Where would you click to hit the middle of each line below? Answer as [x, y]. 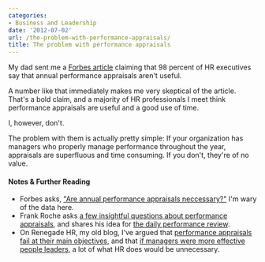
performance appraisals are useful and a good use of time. [104, 108]
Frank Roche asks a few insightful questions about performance [123, 216]
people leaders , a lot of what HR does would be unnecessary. [119, 249]
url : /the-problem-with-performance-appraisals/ [90, 37]
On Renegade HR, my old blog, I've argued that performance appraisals [136, 233]
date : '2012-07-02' [40, 30]
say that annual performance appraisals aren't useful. [95, 76]
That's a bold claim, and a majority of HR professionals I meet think [117, 99]
